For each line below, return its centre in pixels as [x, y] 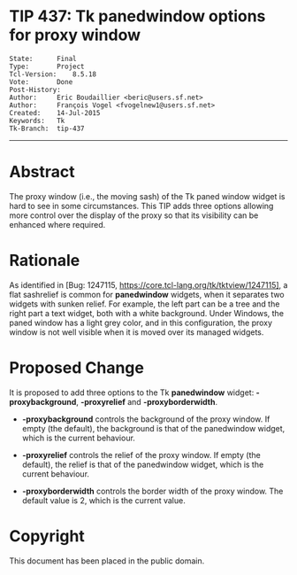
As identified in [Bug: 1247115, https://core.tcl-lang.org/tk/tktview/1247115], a [148, 284]
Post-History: [35, 89]
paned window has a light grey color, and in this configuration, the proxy [141, 322]
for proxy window [75, 35]
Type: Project [47, 66]
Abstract [42, 172]
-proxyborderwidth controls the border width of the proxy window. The [152, 491]
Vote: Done [41, 82]
